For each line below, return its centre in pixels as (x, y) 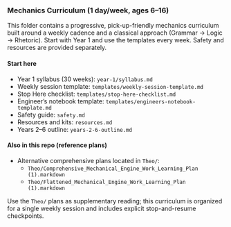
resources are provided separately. (57, 48)
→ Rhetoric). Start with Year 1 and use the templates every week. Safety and (116, 40)
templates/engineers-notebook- (150, 102)
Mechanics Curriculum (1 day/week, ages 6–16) (88, 10)
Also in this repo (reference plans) (57, 145)
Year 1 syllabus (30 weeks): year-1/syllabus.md (85, 79)
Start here (22, 63)
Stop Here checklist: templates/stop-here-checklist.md (96, 94)
